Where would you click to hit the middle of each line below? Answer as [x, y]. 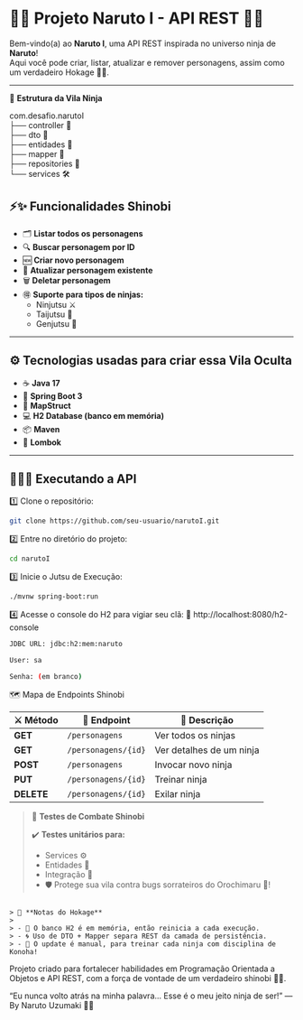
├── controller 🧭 [41, 125]
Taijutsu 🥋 [54, 314]
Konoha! [24, 951]
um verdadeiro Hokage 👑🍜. [60, 72]
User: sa [26, 660]
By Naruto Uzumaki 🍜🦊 [52, 1005]
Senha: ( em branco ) [46, 676]
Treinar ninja [181, 779]
